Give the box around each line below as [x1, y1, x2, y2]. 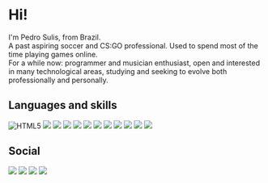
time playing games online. [8, 49, 99, 59]
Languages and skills [8, 98, 117, 112]
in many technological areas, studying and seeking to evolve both [8, 66, 228, 76]
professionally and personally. [8, 75, 108, 85]
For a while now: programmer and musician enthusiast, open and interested [8, 58, 261, 68]
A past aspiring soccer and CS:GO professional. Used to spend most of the [8, 40, 259, 50]
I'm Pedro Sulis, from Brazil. [8, 32, 101, 42]
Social [8, 144, 40, 158]
